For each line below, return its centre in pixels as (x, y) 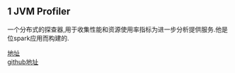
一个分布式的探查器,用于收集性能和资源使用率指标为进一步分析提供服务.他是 (118, 29)
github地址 (23, 62)
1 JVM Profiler (39, 12)
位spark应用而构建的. (38, 38)
